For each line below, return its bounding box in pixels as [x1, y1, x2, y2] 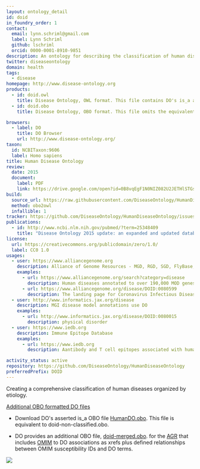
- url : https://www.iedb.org [21, 341, 95, 347]
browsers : [6, 119, 31, 125]
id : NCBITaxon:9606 [11, 147, 60, 153]
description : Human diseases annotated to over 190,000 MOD [27, 280, 180, 286]
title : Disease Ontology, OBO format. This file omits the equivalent [17, 109, 196, 115]
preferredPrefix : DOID [6, 369, 62, 375]
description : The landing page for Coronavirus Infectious [27, 291, 177, 297]
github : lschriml [11, 42, 55, 48]
